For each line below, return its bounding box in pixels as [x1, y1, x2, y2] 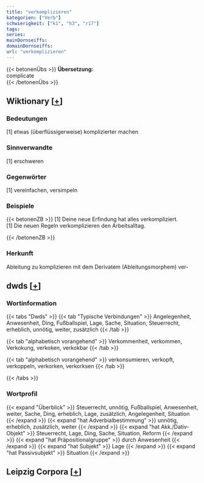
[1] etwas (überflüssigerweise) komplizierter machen [6, 128, 139, 136]
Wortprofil [6, 390, 38, 398]
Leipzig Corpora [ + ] [6, 467, 82, 477]
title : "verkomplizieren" [6, 9, 72, 15]
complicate [6, 71, 35, 79]
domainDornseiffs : [6, 43, 53, 49]
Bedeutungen [6, 114, 47, 123]
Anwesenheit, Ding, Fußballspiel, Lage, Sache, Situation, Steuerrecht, [6, 319, 180, 327]
